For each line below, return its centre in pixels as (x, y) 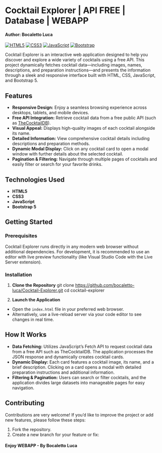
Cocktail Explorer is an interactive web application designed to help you (76, 55)
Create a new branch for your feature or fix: (56, 435)
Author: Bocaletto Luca (29, 35)
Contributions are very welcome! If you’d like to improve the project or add (79, 415)
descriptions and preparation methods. (51, 144)
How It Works (26, 335)
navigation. (23, 388)
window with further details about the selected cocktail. (68, 154)
